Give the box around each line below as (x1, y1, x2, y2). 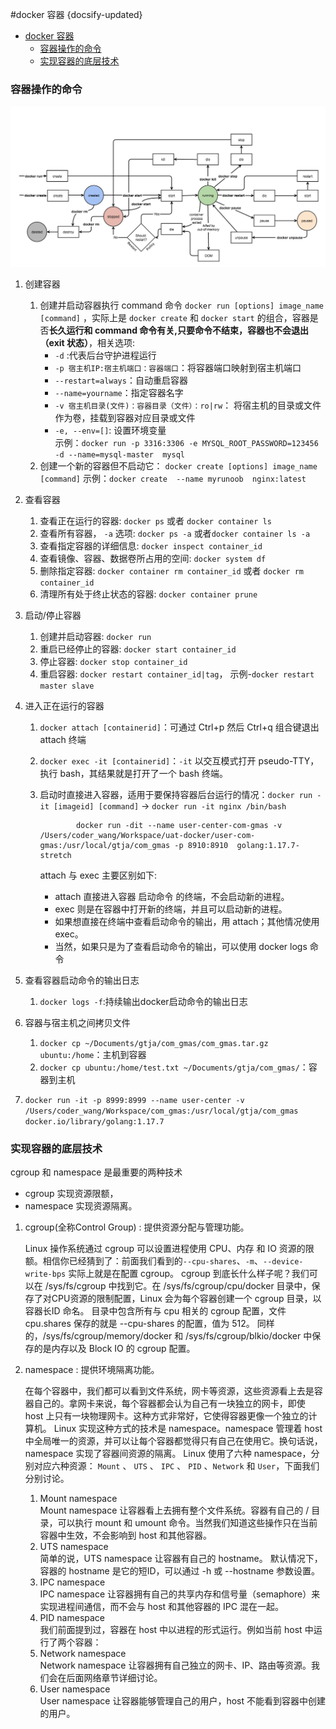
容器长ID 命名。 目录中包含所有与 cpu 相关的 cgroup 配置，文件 (24, 1305, 287, 1317)
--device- (263, 1257, 304, 1267)
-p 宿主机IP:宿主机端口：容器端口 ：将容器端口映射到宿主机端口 (54, 361, 302, 373)
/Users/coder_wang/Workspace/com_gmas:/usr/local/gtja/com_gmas (24, 1106, 299, 1116)
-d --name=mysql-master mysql (54, 449, 185, 460)
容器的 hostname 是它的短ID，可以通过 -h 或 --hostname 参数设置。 (39, 1565, 321, 1577)
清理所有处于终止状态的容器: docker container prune (39, 588, 258, 600)
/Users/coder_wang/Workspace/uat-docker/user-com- (39, 830, 256, 840)
